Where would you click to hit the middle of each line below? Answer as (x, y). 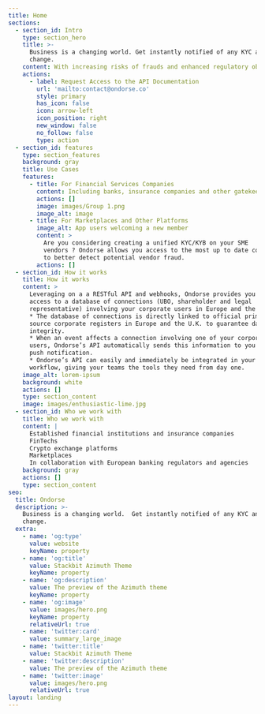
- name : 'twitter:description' (74, 661)
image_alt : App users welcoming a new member (113, 228)
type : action (58, 140)
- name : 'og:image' (54, 602)
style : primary (62, 96)
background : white (52, 382)
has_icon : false (63, 103)
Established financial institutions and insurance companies (132, 434)
